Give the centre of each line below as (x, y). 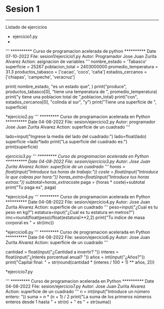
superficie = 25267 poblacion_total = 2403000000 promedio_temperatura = (82, 66)
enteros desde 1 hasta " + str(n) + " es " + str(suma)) (58, 302)
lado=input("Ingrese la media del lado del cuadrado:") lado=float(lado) (76, 136)
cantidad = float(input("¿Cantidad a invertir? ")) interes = (62, 251)
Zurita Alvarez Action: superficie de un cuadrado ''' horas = (65, 166)
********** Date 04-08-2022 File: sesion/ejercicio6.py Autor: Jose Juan (78, 237)
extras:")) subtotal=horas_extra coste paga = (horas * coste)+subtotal (75, 182)
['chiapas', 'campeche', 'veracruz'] (40, 77)
